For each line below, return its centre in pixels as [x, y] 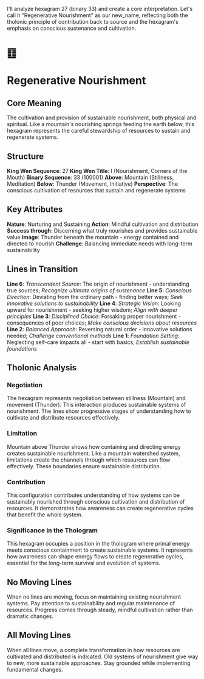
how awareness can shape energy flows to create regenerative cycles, [95, 557]
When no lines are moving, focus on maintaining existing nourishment [94, 597]
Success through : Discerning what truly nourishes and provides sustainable [102, 230]
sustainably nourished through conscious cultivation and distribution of [96, 501]
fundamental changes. [35, 669]
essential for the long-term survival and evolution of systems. [83, 563]
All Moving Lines [39, 635]
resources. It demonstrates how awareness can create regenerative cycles [100, 508]
